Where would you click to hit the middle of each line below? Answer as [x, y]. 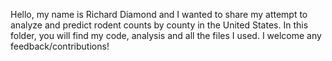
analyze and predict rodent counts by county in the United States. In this [159, 25]
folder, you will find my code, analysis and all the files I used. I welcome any [166, 35]
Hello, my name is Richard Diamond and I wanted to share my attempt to [159, 14]
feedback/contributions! [60, 46]
